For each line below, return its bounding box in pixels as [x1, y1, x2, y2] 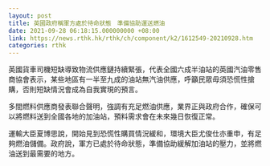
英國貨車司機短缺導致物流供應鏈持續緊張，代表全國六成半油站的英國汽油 [8, 65, 247, 75]
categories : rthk [8, 42, 67, 50]
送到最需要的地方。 [14, 149, 79, 159]
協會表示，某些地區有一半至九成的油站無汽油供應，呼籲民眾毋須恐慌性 [14, 75, 247, 84]
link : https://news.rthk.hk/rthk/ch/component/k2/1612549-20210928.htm [8, 34, 253, 43]
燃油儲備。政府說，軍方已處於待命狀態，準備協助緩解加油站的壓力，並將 [14, 139, 255, 148]
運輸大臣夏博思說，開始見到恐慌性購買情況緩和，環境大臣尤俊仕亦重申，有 [8, 129, 255, 139]
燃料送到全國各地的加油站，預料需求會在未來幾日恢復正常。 [22, 111, 219, 121]
